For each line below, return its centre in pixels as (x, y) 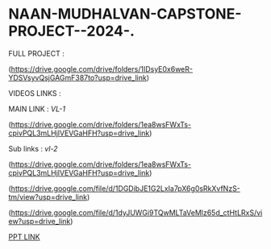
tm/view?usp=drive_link (48, 197)
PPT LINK (24, 237)
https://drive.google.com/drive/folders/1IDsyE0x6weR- (102, 68)
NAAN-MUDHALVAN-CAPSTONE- (125, 14)
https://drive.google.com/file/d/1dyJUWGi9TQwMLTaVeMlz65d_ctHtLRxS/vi (137, 212)
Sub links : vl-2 (33, 148)
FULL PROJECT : (36, 53)
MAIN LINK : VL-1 (37, 109)
